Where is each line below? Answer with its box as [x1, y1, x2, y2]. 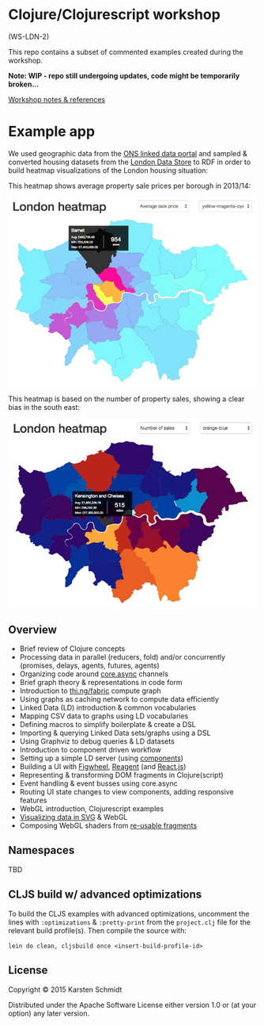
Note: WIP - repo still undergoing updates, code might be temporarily [8, 71, 240, 80]
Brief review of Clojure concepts [19, 644, 126, 653]
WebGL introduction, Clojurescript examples [19, 804, 164, 814]
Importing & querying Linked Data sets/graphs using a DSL [19, 728, 211, 738]
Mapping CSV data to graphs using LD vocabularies [19, 711, 189, 721]
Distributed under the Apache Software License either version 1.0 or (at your [8, 1000, 257, 1009]
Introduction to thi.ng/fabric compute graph [19, 686, 161, 695]
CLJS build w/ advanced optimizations [8, 888, 202, 902]
